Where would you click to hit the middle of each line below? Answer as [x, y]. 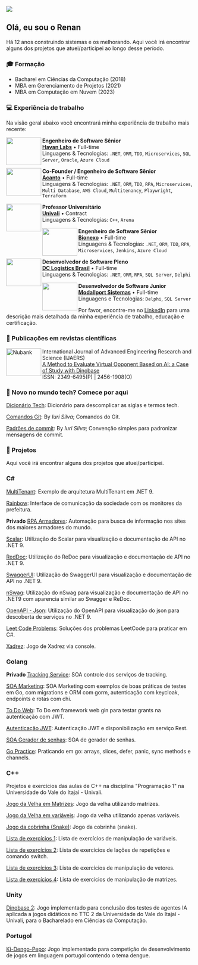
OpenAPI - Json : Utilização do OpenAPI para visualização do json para [93, 610]
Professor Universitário [72, 207]
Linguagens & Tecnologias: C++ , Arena [88, 220]
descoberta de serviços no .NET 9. [49, 616]
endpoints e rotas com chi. [39, 699]
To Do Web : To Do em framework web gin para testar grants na [84, 710]
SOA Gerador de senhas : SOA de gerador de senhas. [71, 740]
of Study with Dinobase [71, 370]
